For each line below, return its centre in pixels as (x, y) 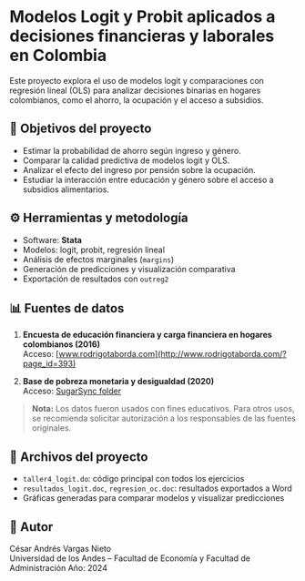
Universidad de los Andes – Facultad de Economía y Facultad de (130, 558)
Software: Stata (52, 240)
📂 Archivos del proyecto (79, 457)
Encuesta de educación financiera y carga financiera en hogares (147, 335)
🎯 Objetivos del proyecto (81, 129)
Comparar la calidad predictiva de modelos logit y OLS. (126, 160)
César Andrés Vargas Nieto (61, 549)
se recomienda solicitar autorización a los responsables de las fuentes (163, 418)
